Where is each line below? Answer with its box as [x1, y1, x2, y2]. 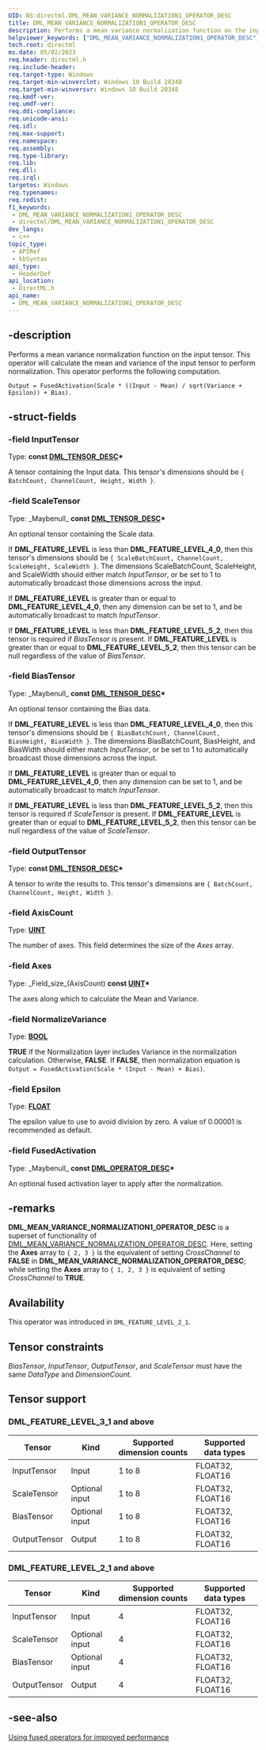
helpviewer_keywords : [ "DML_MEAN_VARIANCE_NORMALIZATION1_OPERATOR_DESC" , [8, 33, 260, 42]
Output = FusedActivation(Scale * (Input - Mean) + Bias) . [8, 1064, 206, 1074]
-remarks [8, 1202, 55, 1216]
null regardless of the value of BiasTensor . [8, 651, 146, 661]
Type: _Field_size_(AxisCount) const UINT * [8, 978, 150, 988]
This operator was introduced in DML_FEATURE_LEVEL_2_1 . [8, 1317, 192, 1327]
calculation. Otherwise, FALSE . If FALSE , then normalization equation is [8, 1055, 241, 1065]
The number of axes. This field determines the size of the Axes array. [8, 940, 234, 950]
